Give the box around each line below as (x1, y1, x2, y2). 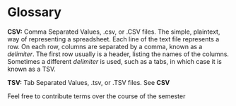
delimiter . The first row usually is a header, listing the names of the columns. (7, 50, 230, 58)
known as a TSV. (7, 65, 57, 73)
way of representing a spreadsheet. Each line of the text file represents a (7, 34, 220, 43)
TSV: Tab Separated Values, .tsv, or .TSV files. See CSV (7, 78, 170, 86)
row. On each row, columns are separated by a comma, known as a (7, 42, 203, 51)
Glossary (7, 4, 62, 20)
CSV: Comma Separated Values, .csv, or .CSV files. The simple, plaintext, (7, 27, 220, 36)
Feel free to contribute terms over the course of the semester (7, 92, 186, 100)
